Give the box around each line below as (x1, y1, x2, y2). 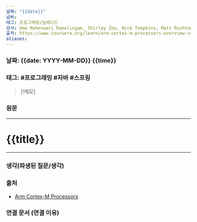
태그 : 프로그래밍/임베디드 (6, 19, 59, 25)
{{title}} (6, 133, 45, 146)
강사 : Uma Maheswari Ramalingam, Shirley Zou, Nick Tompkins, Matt (6, 25, 172, 31)
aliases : (6, 36, 28, 42)
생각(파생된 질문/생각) (6, 162, 64, 170)
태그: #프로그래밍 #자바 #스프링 (6, 73, 91, 82)
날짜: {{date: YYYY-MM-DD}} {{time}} (6, 56, 117, 65)
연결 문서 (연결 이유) (6, 208, 60, 217)
